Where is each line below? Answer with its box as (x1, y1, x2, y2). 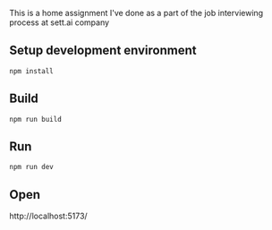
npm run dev (9, 163, 54, 172)
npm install (9, 66, 54, 75)
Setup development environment (9, 43, 197, 58)
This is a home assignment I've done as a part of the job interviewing (9, 8, 264, 18)
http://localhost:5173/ (9, 210, 88, 222)
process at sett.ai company (9, 17, 110, 28)
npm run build (9, 115, 63, 124)
